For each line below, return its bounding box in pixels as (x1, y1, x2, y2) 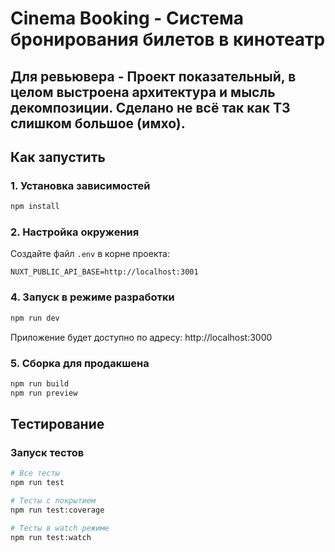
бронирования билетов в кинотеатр (10, 28, 326, 51)
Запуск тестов (10, 445, 85, 459)
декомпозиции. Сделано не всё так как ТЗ (10, 99, 291, 116)
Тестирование (10, 416, 105, 433)
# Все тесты (10, 468, 60, 479)
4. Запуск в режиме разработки (10, 290, 175, 304)
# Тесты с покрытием (10, 496, 97, 506)
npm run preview (10, 388, 78, 398)
